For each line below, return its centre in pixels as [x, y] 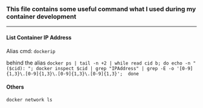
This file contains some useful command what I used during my [101, 9]
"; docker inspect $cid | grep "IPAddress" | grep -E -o [101, 68]
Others [15, 87]
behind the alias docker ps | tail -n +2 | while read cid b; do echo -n [98, 63]
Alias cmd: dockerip [31, 51]
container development [41, 16]
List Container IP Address [39, 37]
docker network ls [29, 100]
